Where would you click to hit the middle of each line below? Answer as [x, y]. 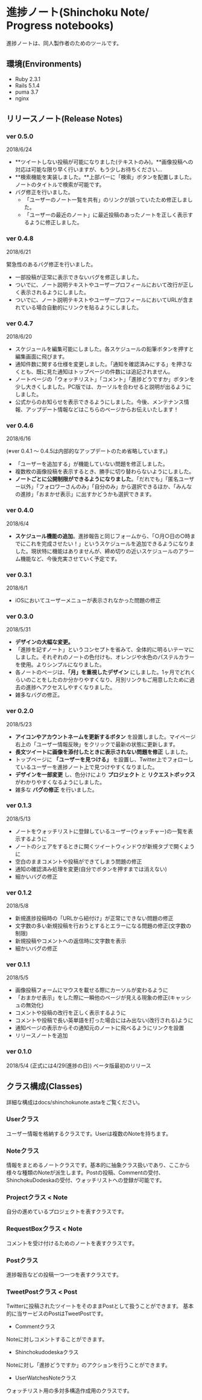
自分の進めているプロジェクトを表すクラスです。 [67, 1212]
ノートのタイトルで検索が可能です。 [60, 184]
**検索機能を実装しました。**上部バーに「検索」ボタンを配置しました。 [105, 177]
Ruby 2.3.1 [28, 79]
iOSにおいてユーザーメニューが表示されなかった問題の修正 [88, 600]
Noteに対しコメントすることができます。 [57, 1340]
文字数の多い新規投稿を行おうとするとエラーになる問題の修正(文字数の [103, 926]
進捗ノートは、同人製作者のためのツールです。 [64, 43]
